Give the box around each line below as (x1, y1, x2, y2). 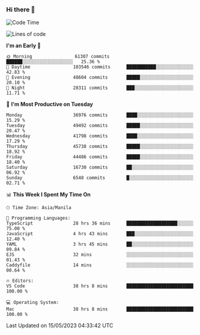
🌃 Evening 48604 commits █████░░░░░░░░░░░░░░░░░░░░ (6, 75, 194, 81)
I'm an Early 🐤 (6, 42, 41, 50)
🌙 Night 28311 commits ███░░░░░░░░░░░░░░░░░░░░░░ (6, 85, 194, 91)
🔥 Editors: (6, 278, 34, 284)
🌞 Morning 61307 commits (6, 54, 110, 60)
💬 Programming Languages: (6, 215, 70, 222)
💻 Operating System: (6, 300, 60, 306)
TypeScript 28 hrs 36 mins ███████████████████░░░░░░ (6, 220, 194, 226)
